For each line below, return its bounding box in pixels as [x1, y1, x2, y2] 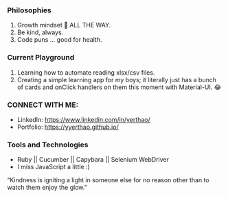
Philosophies [7, 5, 52, 15]
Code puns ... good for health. [16, 36, 102, 44]
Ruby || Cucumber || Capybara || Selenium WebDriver [16, 156, 170, 164]
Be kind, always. [16, 28, 64, 36]
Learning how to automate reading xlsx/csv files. [16, 68, 155, 77]
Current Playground [7, 53, 75, 62]
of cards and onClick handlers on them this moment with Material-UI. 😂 [16, 83, 222, 91]
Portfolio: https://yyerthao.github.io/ [16, 123, 119, 131]
